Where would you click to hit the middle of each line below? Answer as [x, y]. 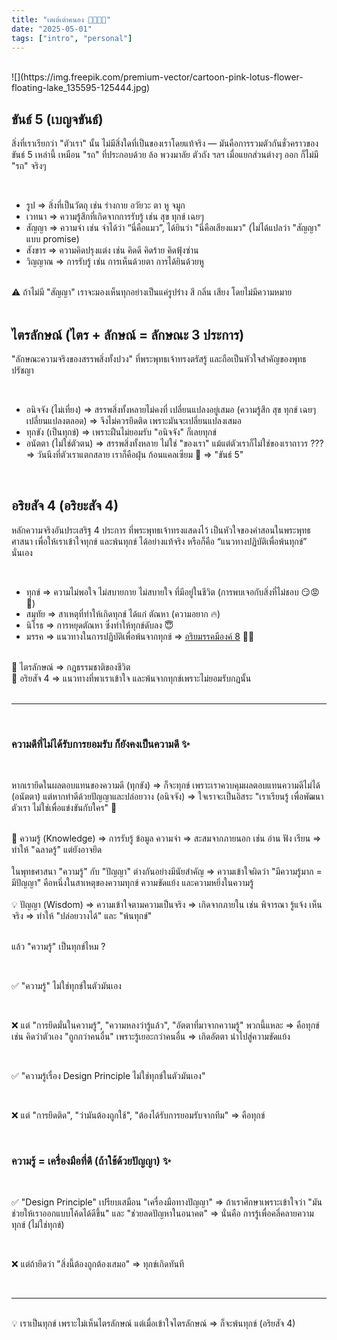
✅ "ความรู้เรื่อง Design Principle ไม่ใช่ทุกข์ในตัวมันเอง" [108, 1076]
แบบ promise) [52, 239]
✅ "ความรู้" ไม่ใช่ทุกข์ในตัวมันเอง [66, 986]
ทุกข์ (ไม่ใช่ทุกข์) [38, 1225]
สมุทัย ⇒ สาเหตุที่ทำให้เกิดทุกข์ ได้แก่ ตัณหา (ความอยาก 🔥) [123, 613]
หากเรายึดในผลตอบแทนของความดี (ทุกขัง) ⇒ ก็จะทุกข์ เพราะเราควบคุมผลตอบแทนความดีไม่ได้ [166, 785]
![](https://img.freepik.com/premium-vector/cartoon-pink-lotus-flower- [157, 77]
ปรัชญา [22, 370]
